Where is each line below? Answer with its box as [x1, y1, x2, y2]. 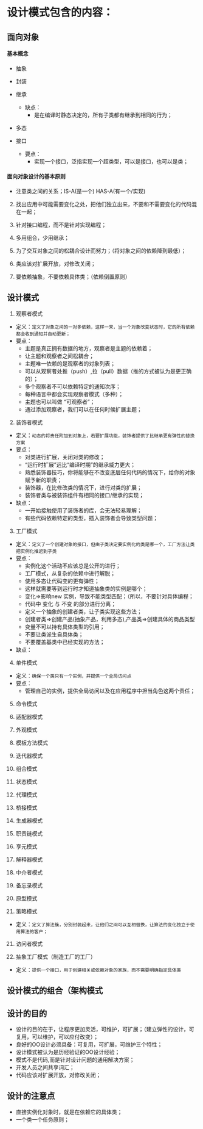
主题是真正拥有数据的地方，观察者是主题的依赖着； [24, 344, 153, 352]
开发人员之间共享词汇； [15, 1064, 75, 1071]
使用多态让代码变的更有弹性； [24, 577, 100, 585]
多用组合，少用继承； [15, 234, 69, 241]
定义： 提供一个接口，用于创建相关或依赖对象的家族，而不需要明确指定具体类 [15, 965, 182, 973]
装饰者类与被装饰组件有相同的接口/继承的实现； [24, 491, 145, 499]
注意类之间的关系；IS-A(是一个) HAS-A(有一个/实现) [15, 187, 146, 195]
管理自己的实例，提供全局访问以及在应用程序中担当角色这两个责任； [24, 687, 196, 694]
